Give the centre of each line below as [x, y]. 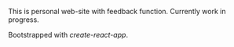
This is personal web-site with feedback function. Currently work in [117, 11]
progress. [24, 20]
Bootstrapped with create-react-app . [68, 35]
